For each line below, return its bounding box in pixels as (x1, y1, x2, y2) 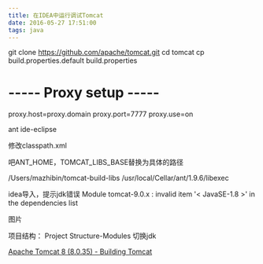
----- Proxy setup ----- (8, 83, 160, 101)
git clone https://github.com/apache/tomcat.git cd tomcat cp (8, 48, 205, 57)
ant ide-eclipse (8, 125, 57, 134)
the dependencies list (8, 198, 79, 208)
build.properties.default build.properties (8, 56, 138, 65)
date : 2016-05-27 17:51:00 (8, 19, 97, 27)
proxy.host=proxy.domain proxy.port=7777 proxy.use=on (8, 109, 194, 119)
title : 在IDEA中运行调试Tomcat (8, 11, 104, 20)
